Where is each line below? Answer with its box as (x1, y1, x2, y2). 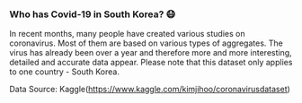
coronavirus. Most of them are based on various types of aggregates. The (9, 38, 283, 48)
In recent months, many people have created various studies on (9, 29, 245, 39)
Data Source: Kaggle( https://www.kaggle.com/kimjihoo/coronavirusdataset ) (9, 84, 290, 95)
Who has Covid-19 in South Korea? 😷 (9, 8, 176, 21)
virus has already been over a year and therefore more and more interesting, (9, 47, 292, 58)
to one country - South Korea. (9, 66, 120, 77)
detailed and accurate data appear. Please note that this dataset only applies (9, 57, 293, 68)
